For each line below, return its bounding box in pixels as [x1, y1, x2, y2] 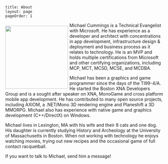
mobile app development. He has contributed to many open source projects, [5, 96, 163, 102]
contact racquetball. [5, 143, 47, 149]
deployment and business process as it [69, 44, 150, 50]
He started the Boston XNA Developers [69, 86, 150, 92]
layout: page [5, 9, 33, 14]
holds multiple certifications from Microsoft [69, 54, 159, 60]
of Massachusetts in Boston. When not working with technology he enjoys [5, 133, 159, 138]
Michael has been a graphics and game [69, 75, 151, 80]
